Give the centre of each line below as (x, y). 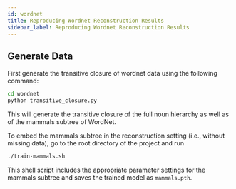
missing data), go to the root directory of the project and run (96, 143)
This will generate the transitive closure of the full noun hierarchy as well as (118, 114)
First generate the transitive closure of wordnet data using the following (112, 73)
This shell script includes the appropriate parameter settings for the (107, 170)
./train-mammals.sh (36, 156)
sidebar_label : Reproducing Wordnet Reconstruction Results (99, 27)
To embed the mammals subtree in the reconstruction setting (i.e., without (116, 136)
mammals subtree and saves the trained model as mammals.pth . (100, 177)
